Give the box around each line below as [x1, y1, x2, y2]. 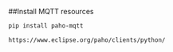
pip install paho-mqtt [8, 22, 84, 30]
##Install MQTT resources [8, 7, 94, 16]
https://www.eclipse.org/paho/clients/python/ [8, 35, 166, 44]
